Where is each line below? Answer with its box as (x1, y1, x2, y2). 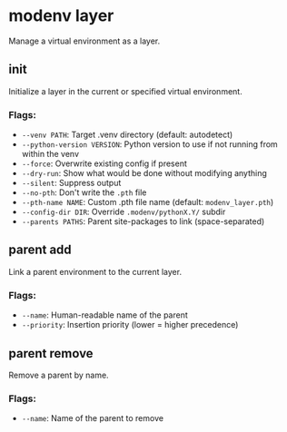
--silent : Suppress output (21, 178, 122, 189)
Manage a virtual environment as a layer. (8, 35, 161, 46)
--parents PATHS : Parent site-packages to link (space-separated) (21, 216, 265, 227)
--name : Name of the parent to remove (21, 413, 164, 424)
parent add (8, 242, 72, 258)
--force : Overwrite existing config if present (21, 158, 188, 169)
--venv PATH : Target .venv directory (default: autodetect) (21, 129, 233, 141)
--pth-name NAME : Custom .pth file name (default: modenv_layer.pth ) (21, 197, 274, 208)
